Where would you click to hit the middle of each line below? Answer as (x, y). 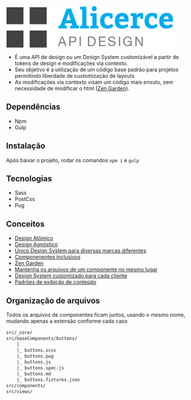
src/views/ (19, 392)
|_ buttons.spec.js (41, 368)
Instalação (26, 146)
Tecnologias (29, 179)
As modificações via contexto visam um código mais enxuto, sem (94, 82)
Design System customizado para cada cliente (71, 276)
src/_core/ (19, 333)
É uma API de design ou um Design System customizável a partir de (97, 57)
